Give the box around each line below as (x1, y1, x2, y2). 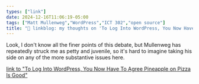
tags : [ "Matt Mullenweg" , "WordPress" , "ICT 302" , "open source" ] (6, 20, 166, 25)
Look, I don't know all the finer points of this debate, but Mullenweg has (6, 41, 181, 49)
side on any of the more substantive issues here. (6, 54, 125, 61)
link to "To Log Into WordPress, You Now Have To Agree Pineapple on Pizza (6, 66, 191, 73)
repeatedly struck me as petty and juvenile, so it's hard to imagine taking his (6, 48, 192, 55)
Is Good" (6, 72, 28, 79)
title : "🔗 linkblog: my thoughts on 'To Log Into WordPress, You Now (6, 25, 182, 31)
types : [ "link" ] (6, 8, 46, 15)
